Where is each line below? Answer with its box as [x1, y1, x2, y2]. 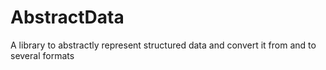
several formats [10, 49, 75, 61]
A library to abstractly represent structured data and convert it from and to [10, 39, 317, 51]
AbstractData [10, 6, 125, 29]
